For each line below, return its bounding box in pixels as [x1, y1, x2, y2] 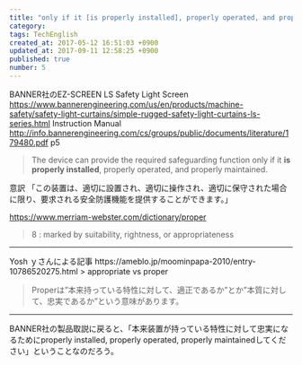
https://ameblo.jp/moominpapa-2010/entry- [93, 256, 256, 266]
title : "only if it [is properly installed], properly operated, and [9, 13, 276, 22]
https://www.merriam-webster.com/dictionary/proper [9, 212, 207, 222]
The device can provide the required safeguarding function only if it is [31, 154, 291, 165]
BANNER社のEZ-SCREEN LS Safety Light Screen [9, 89, 189, 100]
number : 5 [9, 64, 47, 73]
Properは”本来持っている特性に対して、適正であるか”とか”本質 [31, 284, 263, 295]
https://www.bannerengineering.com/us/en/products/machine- [9, 99, 244, 109]
